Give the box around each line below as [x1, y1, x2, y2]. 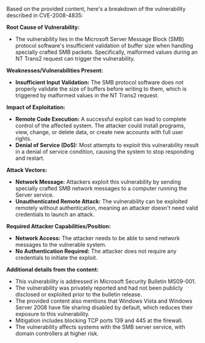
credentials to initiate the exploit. [15, 254, 98, 261]
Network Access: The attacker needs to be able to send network [15, 235, 181, 241]
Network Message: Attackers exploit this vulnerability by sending [15, 178, 182, 186]
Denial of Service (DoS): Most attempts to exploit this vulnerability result [15, 141, 199, 149]
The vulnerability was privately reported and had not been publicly [15, 284, 184, 292]
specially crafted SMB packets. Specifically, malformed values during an [15, 48, 198, 56]
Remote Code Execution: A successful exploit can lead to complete [15, 116, 187, 123]
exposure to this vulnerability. [15, 311, 90, 317]
